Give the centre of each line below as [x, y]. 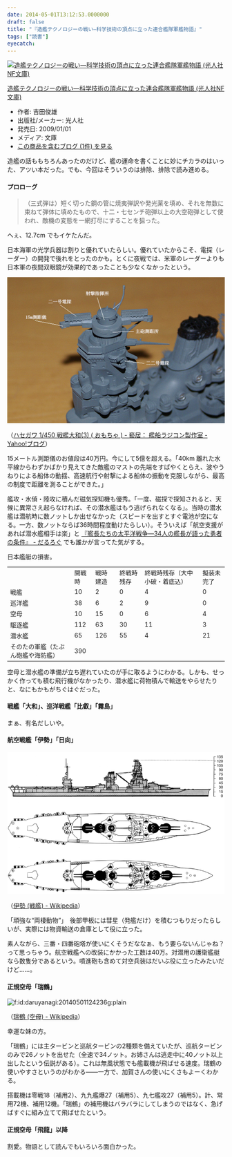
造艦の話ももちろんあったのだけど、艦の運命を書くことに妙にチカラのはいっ [116, 161]
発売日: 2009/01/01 [44, 129]
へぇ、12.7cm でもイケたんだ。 [51, 236]
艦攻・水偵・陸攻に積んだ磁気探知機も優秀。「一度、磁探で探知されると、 [112, 499]
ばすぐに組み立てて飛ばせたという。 [59, 1113]
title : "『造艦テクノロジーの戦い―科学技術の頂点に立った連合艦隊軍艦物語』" [105, 29]
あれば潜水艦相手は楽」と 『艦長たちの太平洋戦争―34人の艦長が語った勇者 [115, 533]
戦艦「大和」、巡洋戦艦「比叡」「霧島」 [61, 706]
